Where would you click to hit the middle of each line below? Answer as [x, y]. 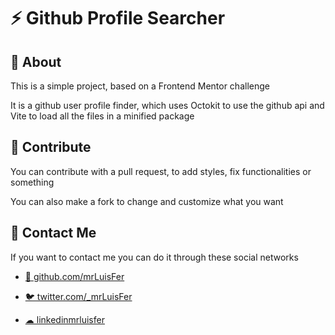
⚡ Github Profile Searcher [118, 18]
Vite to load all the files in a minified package [102, 116]
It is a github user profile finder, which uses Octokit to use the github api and [167, 105]
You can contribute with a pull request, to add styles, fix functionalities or [161, 171]
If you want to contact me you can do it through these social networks [154, 257]
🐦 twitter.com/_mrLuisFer [78, 296]
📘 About [36, 61]
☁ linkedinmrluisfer [64, 319]
